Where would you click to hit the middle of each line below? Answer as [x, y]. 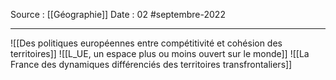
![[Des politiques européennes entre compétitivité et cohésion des [146, 43]
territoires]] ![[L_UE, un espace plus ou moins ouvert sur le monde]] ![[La [160, 53]
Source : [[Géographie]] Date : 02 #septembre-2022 [118, 14]
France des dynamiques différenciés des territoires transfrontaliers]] [151, 64]
